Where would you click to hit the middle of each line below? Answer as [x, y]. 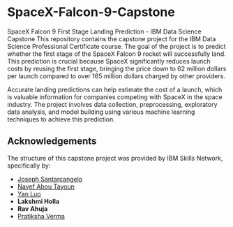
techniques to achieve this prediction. [61, 119]
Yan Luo [29, 193]
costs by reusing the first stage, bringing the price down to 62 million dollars [117, 68]
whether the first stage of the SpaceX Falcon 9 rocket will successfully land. [116, 54]
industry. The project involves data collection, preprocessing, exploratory [112, 104]
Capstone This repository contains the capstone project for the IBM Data [112, 38]
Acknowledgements [52, 141]
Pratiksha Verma [41, 216]
